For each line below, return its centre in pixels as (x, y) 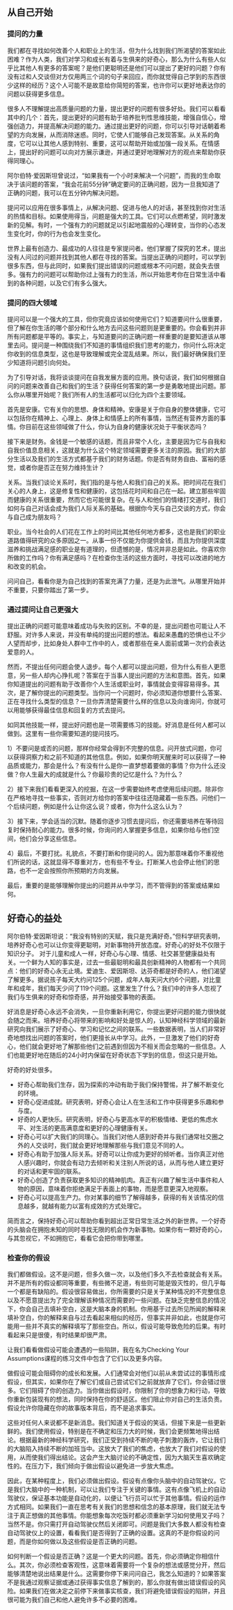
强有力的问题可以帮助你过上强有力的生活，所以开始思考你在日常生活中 (119, 274)
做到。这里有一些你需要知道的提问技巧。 (65, 734)
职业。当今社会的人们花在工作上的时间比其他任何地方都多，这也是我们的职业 (116, 531)
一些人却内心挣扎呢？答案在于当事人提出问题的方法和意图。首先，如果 (126, 676)
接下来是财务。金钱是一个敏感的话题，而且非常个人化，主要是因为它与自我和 (116, 441)
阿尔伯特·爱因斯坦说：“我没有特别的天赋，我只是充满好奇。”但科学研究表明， (115, 937)
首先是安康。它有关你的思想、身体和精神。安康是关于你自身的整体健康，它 (113, 409)
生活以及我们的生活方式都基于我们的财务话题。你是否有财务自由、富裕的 (116, 459)
